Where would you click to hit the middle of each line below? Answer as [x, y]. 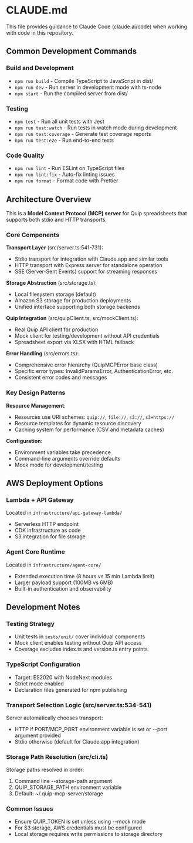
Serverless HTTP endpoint [47, 524]
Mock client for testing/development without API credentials [87, 336]
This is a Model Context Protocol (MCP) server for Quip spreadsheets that [97, 214]
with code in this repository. [40, 32]
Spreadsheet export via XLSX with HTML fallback [74, 342]
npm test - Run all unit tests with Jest [59, 121]
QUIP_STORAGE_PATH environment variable [68, 787]
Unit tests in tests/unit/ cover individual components [80, 637]
